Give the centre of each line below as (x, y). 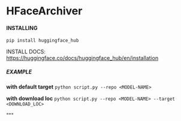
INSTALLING (22, 28)
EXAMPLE (19, 72)
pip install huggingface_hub (43, 41)
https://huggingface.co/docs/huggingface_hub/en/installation (82, 58)
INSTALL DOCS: (26, 52)
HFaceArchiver (44, 11)
